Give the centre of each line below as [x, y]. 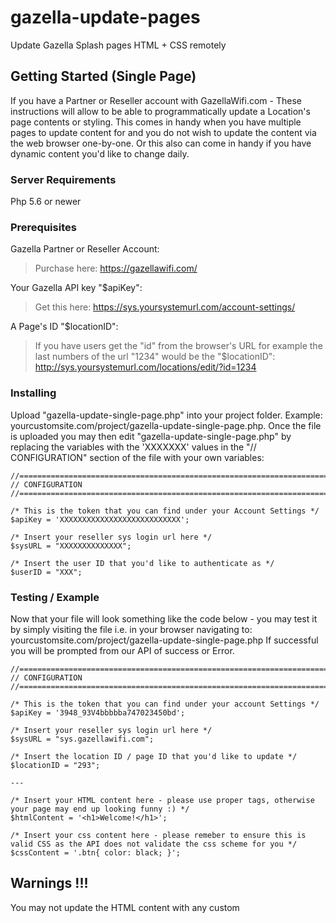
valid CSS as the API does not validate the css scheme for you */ [154, 844]
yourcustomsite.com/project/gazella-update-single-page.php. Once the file [166, 425]
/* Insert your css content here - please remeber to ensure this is [158, 835]
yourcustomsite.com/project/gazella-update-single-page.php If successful [164, 640]
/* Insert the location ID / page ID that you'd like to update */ [154, 756]
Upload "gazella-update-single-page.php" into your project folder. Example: [166, 415]
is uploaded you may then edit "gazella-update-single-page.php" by [151, 436]
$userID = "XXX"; [46, 572]
